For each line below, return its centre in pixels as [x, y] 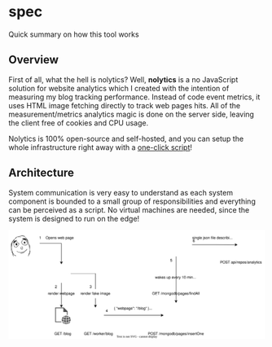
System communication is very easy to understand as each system [121, 192]
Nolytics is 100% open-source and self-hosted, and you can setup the [126, 138]
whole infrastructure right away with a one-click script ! [101, 147]
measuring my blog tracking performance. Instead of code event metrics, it [134, 97]
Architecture [42, 173]
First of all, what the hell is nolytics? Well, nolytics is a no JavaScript [123, 79]
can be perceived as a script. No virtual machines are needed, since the [129, 209]
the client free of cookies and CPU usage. [79, 123]
